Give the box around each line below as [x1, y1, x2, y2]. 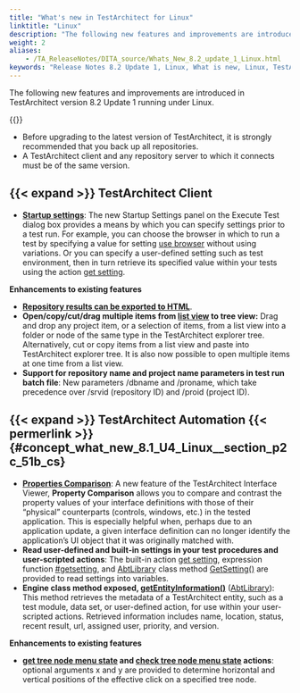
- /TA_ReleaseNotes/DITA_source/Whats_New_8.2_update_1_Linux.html [25, 54, 281, 63]
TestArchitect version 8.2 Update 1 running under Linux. [9, 96, 214, 107]
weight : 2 [9, 38, 46, 47]
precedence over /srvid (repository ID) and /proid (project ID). [21, 386, 250, 397]
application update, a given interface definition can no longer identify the [21, 525, 291, 536]
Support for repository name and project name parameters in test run [21, 367, 285, 378]
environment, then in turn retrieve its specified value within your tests [21, 256, 278, 268]
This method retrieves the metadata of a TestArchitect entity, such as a [21, 591, 284, 603]
